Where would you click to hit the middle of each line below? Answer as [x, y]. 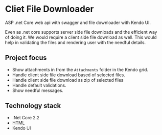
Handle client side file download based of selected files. [69, 75]
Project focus [26, 58]
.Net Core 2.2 [26, 117]
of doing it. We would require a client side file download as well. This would [81, 37]
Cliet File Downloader [49, 9]
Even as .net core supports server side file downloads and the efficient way [81, 32]
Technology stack [33, 106]
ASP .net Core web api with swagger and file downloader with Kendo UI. [78, 22]
